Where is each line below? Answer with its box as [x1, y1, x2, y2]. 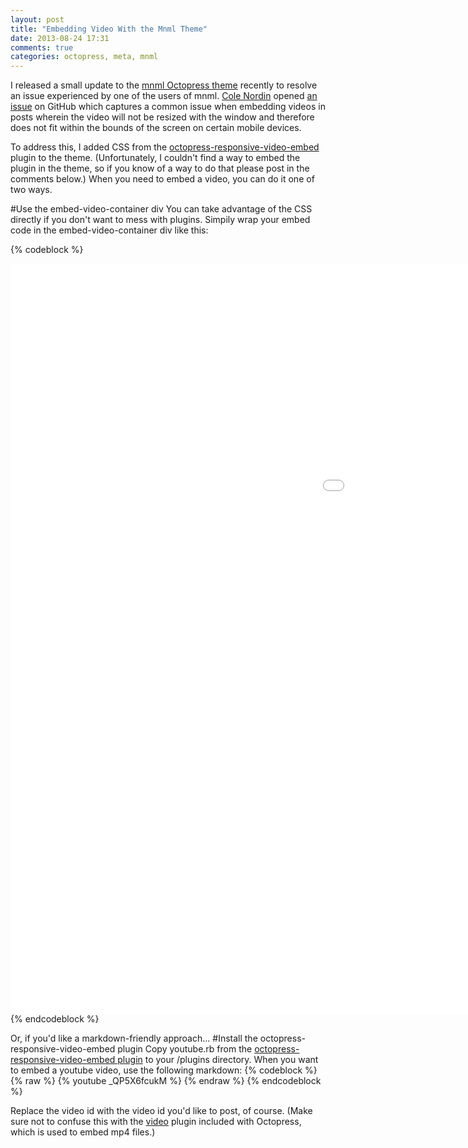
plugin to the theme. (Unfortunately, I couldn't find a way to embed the [10, 152, 301, 164]
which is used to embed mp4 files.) [10, 1126, 156, 1138]
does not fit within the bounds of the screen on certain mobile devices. [10, 122, 302, 134]
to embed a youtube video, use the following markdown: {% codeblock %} [10, 1064, 318, 1076]
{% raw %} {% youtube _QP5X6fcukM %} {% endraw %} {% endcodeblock [10, 1075, 322, 1087]
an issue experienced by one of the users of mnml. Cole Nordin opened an [10, 90, 318, 102]
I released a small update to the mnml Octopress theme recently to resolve [10, 79, 318, 91]
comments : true [10, 42, 74, 53]
